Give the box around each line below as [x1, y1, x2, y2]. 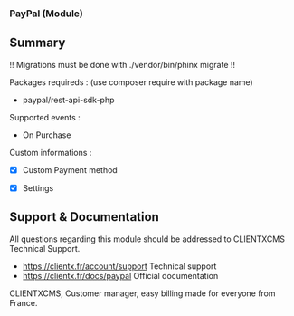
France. [9, 297, 38, 308]
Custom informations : [9, 147, 92, 158]
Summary [9, 35, 66, 51]
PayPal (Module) [9, 7, 83, 20]
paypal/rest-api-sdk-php [22, 94, 115, 105]
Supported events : [9, 111, 81, 122]
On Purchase [22, 129, 71, 140]
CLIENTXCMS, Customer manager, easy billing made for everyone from [9, 288, 276, 299]
